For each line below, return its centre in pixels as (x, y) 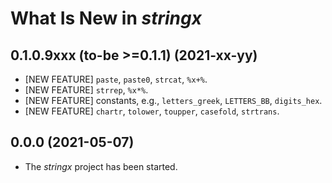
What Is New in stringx (106, 18)
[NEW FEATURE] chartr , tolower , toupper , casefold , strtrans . (152, 111)
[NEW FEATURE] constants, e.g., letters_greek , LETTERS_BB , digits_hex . (173, 100)
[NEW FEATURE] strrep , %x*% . (86, 90)
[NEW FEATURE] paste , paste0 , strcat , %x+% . (116, 79)
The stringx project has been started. (101, 166)
